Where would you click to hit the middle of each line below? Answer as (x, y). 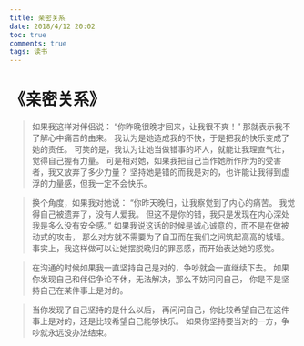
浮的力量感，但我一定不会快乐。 (91, 184)
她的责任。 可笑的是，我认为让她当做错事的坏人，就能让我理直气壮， (160, 149)
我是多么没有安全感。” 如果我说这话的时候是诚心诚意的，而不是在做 (156, 226)
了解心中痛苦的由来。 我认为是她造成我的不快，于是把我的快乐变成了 (160, 138)
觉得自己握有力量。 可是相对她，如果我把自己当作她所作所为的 (148, 161)
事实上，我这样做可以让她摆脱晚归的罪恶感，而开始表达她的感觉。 (155, 249)
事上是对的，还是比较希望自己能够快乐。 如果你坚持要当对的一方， (157, 321)
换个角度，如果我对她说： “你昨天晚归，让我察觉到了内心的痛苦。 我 (159, 203)
